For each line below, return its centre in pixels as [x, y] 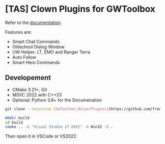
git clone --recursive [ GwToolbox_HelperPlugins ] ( [58, 109]
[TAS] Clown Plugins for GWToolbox [80, 9]
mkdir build [17, 118]
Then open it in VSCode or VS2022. [41, 136]
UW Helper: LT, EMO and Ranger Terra [51, 52]
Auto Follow [24, 57]
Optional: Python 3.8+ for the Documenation [57, 100]
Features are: [18, 32]
